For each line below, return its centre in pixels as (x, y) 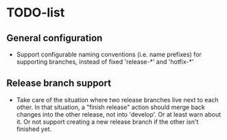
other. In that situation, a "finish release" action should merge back (110, 107)
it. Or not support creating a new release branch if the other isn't (107, 121)
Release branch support (59, 83)
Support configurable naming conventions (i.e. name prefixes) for (109, 54)
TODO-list (36, 13)
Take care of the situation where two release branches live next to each (117, 100)
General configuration (55, 38)
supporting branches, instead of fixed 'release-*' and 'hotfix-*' (105, 62)
